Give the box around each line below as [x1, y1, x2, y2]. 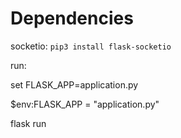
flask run [10, 117, 47, 129]
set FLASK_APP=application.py [10, 78, 139, 91]
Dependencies [10, 7, 134, 30]
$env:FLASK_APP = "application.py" [10, 98, 160, 110]
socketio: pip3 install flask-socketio [10, 40, 172, 52]
